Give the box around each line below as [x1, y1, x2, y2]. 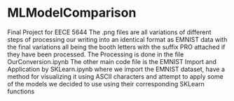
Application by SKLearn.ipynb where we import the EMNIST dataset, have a [7, 65, 226, 73]
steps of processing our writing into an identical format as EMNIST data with [7, 35, 228, 43]
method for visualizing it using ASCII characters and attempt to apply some [7, 72, 223, 81]
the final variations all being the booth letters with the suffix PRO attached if [7, 42, 226, 51]
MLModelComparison [7, 5, 137, 21]
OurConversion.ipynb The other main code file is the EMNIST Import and [7, 57, 217, 65]
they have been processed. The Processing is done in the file [7, 50, 184, 59]
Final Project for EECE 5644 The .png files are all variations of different [7, 28, 212, 36]
